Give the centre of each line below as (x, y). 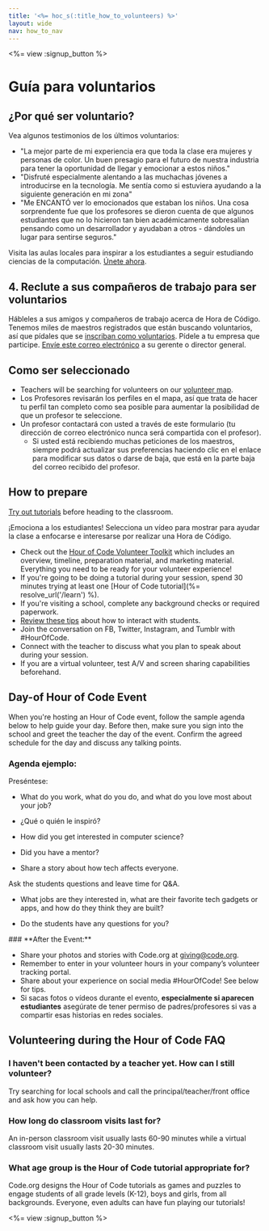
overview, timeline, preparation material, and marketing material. (127, 560)
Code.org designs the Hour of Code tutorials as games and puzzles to (125, 1186)
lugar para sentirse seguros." (68, 237)
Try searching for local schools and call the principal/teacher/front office (129, 1091)
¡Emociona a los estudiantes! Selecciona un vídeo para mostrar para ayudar (134, 527)
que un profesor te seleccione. (71, 415)
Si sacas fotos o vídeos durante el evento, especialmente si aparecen (137, 997)
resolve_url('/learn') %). (59, 594)
